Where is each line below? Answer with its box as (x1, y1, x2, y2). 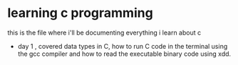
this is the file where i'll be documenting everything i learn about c (7, 28, 202, 37)
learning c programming (7, 5, 153, 21)
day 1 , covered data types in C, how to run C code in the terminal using (17, 42, 228, 50)
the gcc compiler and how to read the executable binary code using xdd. (17, 49, 232, 58)
